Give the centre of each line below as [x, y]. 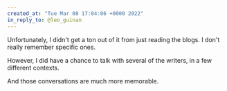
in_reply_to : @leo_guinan [44, 20]
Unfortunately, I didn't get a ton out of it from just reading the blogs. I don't [113, 39]
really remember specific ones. [51, 47]
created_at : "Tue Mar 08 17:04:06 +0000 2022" [75, 13]
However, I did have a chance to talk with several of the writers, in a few [110, 60]
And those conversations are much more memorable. [83, 81]
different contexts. [34, 68]
